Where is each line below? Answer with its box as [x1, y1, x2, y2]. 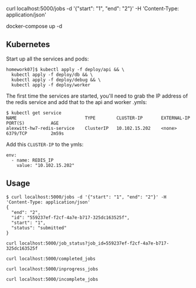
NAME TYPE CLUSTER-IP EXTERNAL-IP [6, 115, 191, 121]
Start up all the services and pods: [6, 55, 89, 62]
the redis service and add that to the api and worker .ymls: [6, 98, 147, 105]
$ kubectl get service [6, 110, 62, 116]
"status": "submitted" [11, 225, 67, 231]
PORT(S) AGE [6, 120, 59, 126]
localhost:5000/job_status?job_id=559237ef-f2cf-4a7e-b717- [19, 240, 169, 246]
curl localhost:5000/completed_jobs [6, 256, 96, 262]
